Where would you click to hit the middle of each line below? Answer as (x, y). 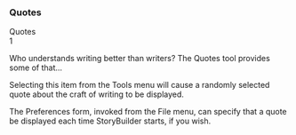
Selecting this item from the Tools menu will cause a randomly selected (140, 85)
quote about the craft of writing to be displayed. (97, 94)
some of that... (36, 67)
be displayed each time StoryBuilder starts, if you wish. (110, 121)
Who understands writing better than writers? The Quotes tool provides (140, 59)
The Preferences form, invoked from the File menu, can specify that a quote (148, 112)
